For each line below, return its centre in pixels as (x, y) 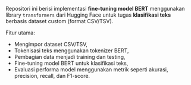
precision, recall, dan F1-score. (52, 76)
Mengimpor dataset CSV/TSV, (51, 44)
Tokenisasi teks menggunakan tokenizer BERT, (71, 51)
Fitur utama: (20, 33)
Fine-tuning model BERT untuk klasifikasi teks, (71, 63)
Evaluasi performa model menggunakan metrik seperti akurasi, (91, 70)
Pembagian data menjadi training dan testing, (70, 57)
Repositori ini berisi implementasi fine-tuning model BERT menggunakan (95, 9)
